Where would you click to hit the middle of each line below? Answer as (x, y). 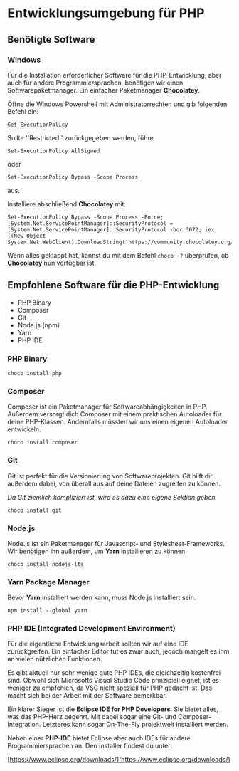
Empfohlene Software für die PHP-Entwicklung (113, 285)
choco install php (34, 373)
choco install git (34, 510)
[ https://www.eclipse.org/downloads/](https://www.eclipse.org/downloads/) (119, 760)
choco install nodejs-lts (46, 564)
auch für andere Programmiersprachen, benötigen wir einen (95, 83)
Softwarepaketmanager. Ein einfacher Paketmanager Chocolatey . (104, 90)
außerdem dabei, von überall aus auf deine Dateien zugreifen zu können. (114, 483)
